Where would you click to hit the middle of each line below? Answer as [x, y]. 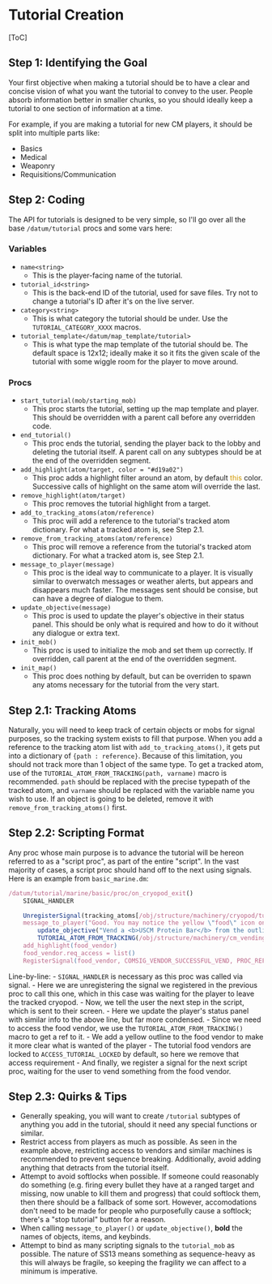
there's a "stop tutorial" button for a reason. [93, 1220]
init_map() [38, 668]
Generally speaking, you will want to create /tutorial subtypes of [130, 1116]
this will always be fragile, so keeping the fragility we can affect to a [133, 1263]
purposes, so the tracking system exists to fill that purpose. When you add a [136, 738]
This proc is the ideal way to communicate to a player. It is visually [142, 573]
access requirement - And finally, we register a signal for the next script [128, 1062]
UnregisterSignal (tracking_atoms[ [81, 916]
